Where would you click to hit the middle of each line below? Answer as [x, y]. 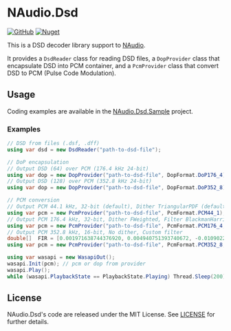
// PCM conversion [33, 200]
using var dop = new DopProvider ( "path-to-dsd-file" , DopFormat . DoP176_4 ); [118, 175]
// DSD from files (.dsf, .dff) [53, 143]
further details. [28, 322]
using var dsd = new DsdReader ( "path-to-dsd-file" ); [84, 149]
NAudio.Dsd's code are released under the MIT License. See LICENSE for [111, 314]
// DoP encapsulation [38, 162]
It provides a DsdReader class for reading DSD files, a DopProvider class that [113, 58]
